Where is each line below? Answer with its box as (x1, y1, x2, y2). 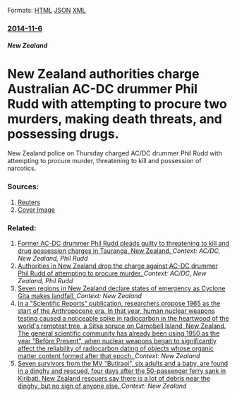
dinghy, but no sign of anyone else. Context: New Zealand (17, 381, 187, 391)
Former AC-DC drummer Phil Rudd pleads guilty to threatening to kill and (17, 239, 230, 248)
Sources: (7, 182, 39, 191)
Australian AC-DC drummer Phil (7, 81, 198, 97)
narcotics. (7, 164, 37, 172)
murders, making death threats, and (7, 111, 222, 126)
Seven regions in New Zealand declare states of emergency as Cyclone (17, 284, 226, 292)
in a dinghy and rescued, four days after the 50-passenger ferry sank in (17, 367, 226, 375)
